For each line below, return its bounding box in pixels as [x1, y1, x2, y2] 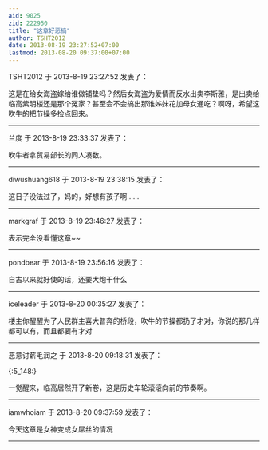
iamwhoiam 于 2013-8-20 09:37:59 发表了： [8, 408, 153, 416]
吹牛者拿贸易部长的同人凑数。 [8, 150, 106, 160]
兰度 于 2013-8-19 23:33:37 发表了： [8, 133, 129, 142]
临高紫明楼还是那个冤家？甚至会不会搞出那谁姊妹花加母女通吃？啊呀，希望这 [8, 99, 260, 108]
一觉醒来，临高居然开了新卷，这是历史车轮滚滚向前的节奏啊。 [8, 383, 211, 392]
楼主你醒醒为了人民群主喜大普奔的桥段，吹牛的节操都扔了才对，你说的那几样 [8, 317, 260, 325]
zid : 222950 [8, 19, 48, 27]
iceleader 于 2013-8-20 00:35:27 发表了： [8, 299, 147, 309]
